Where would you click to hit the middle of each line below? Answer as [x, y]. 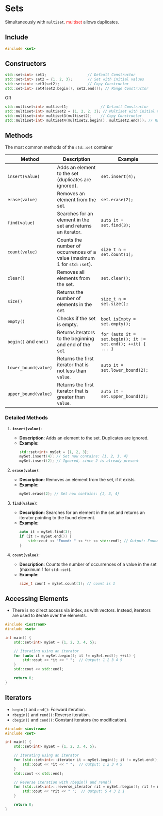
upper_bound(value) [30, 394]
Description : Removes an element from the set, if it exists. [77, 480]
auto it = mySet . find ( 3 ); [45, 532]
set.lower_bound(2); [125, 370]
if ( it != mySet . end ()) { [45, 536]
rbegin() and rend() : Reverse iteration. [51, 715]
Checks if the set [76, 319]
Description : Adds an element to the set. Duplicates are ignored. [84, 438]
